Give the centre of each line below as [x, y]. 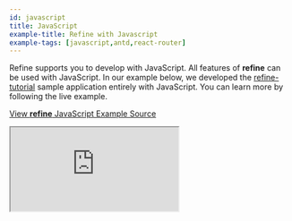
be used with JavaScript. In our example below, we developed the [131, 78]
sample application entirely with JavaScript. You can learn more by [160, 87]
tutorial [22, 87]
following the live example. [58, 97]
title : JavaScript [43, 26]
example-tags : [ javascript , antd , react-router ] [98, 42]
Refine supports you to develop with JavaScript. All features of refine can [145, 68]
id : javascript [38, 17]
